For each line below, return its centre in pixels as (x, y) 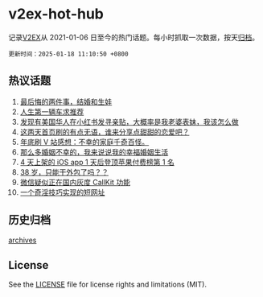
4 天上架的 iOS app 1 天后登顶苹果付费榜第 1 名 (97, 162)
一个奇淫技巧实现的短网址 (62, 192)
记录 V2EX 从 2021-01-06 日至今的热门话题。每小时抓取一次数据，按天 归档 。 (134, 37)
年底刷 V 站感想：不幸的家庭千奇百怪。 (84, 142)
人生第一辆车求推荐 (52, 111)
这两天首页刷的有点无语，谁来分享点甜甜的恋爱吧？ (105, 132)
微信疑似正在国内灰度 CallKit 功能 (75, 182)
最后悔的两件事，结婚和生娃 (66, 101)
